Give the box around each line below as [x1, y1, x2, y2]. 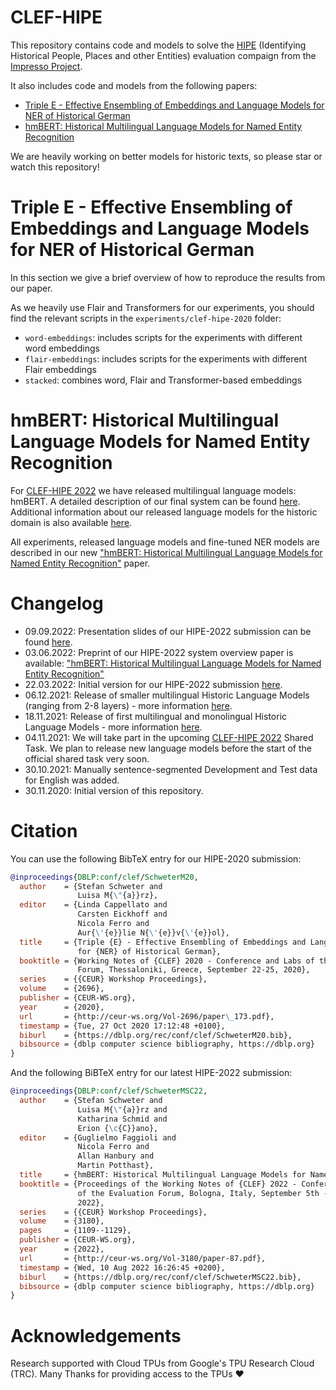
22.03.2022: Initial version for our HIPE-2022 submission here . [24, 678, 283, 690]
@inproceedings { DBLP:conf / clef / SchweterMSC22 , [10, 1086, 208, 1096]
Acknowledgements [10, 1324, 182, 1347]
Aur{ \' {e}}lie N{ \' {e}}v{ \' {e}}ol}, [77, 927, 230, 938]
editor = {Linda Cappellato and [19, 900, 168, 910]
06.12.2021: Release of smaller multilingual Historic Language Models [24, 689, 310, 701]
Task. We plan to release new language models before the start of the [24, 742, 313, 754]
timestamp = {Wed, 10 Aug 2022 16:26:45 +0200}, [19, 1262, 226, 1273]
